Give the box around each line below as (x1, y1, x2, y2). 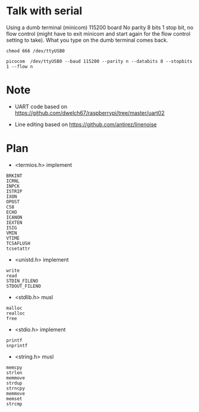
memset (6, 395, 23, 402)
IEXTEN (6, 219, 23, 225)
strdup (6, 380, 23, 386)
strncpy (6, 385, 26, 391)
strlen (6, 370, 23, 376)
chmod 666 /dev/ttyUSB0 (6, 48, 65, 54)
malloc (6, 305, 23, 311)
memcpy (6, 364, 23, 370)
